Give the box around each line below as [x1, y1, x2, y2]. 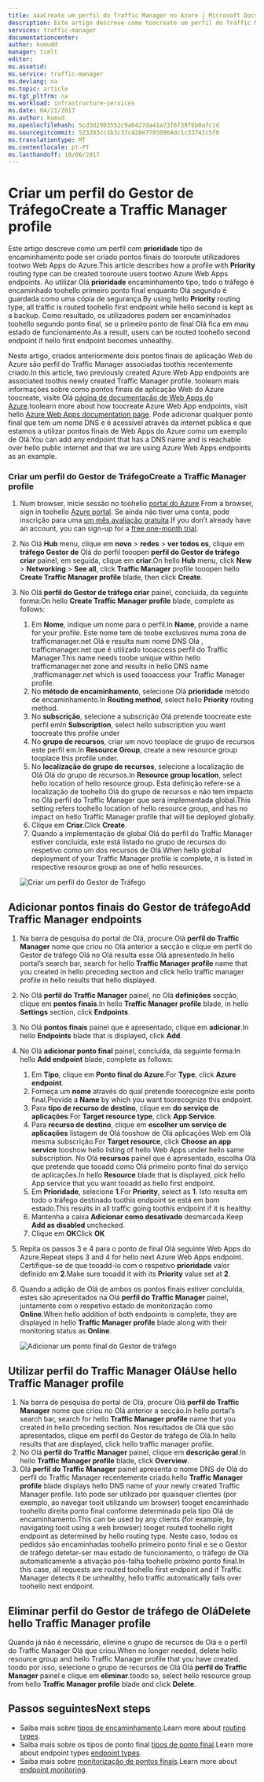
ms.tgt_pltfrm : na [8, 92, 68, 100]
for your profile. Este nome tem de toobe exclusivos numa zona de [31, 628, 247, 638]
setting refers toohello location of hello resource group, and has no [31, 804, 248, 813]
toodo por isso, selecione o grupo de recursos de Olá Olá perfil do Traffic [8, 1662, 247, 1672]
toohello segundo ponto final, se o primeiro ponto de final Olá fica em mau [8, 320, 249, 329]
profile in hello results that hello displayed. [19, 975, 157, 985]
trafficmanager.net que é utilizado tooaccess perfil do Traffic [31, 645, 229, 654]
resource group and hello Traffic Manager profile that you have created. [8, 1654, 241, 1663]
